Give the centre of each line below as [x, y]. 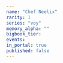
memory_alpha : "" [28, 28]
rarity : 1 [19, 17]
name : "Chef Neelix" [32, 12]
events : [16, 40]
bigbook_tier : [24, 34]
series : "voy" [24, 23]
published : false [28, 51]
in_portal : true [26, 46]
